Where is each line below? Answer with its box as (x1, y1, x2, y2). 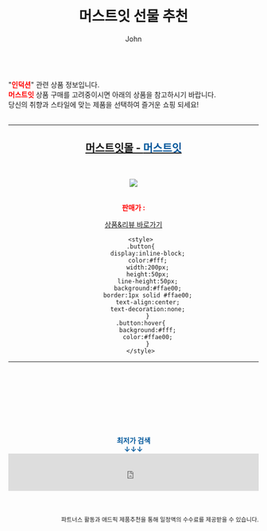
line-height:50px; (117, 277, 179, 285)
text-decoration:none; (110, 305, 185, 313)
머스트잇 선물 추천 (79, 7, 188, 25)
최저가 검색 (116, 435, 151, 445)
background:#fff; (118, 326, 176, 334)
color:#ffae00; (122, 333, 173, 341)
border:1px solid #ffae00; (103, 291, 193, 299)
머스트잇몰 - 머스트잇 (85, 141, 182, 155)
